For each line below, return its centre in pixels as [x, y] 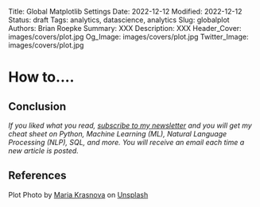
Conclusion [37, 106]
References [37, 176]
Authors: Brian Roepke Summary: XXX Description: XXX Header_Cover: [125, 28]
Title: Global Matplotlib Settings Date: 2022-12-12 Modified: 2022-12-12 [125, 11]
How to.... [41, 77]
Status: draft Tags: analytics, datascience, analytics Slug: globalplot [119, 20]
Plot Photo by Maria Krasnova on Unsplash [78, 194]
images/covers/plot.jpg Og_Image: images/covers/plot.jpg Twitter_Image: [128, 36]
